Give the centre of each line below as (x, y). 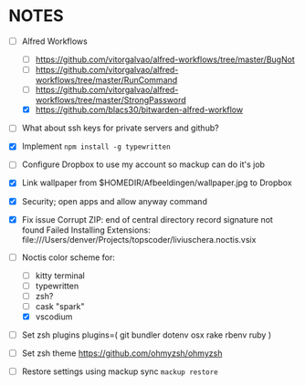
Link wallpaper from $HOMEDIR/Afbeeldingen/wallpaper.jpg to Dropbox (157, 183)
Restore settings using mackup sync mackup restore (120, 371)
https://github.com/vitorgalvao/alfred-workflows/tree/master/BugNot (165, 59)
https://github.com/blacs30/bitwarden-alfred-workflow (139, 110)
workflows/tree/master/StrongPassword (110, 100)
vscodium (54, 317)
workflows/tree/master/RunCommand (106, 80)
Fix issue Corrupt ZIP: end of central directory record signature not (147, 219)
